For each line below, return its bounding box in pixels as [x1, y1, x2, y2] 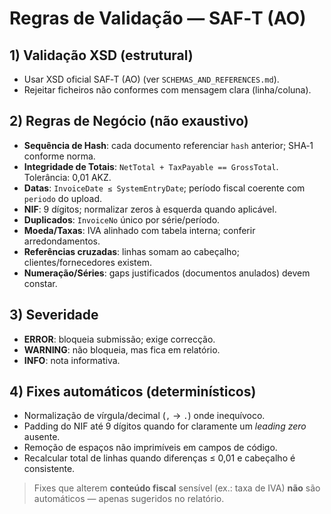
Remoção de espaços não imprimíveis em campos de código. [23, 442, 278, 454]
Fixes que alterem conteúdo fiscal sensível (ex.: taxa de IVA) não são [33, 482, 321, 494]
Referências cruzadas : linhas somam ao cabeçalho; [23, 245, 240, 257]
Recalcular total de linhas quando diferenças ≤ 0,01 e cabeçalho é [23, 452, 296, 464]
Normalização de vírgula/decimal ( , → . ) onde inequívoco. [23, 410, 266, 422]
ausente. [23, 431, 61, 443]
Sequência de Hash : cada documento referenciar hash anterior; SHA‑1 [23, 139, 314, 151]
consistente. [23, 463, 76, 475]
